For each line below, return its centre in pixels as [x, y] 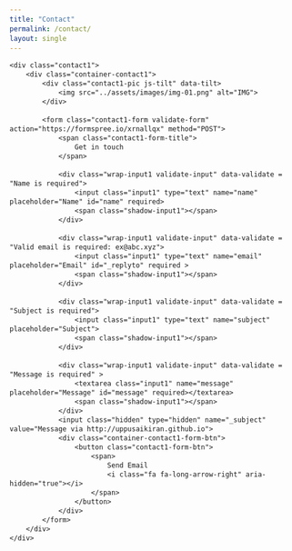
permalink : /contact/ [50, 29]
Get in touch [99, 147]
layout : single [38, 38]
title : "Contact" [42, 19]
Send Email [127, 466]
